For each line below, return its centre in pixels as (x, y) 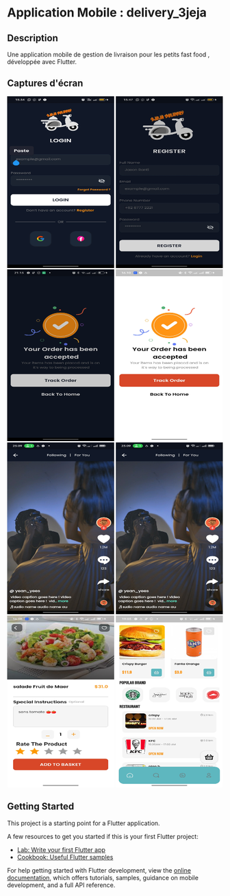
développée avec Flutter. (42, 62)
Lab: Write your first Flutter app (61, 849)
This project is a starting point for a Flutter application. (84, 823)
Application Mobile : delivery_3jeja (107, 13)
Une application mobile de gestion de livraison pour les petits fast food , (108, 54)
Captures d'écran (45, 83)
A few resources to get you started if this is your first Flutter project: (103, 836)
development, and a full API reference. (61, 885)
